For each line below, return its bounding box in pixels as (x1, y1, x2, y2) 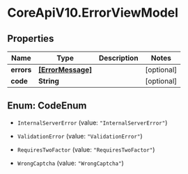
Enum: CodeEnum (7, 100, 87, 112)
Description (98, 54, 139, 63)
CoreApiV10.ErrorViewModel (7, 5, 179, 21)
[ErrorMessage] (38, 65, 93, 74)
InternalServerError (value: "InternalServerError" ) (17, 118, 168, 127)
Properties (7, 33, 54, 45)
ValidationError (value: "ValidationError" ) (17, 132, 143, 140)
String (38, 77, 59, 86)
